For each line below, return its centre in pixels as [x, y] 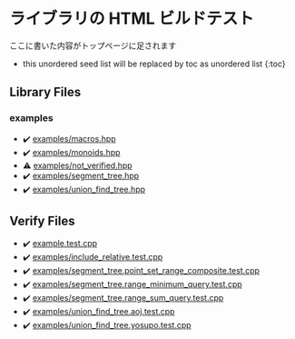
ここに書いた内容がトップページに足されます [93, 45]
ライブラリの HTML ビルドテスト [132, 19]
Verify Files [42, 221]
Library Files [45, 92]
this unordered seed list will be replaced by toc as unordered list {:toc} [154, 64]
